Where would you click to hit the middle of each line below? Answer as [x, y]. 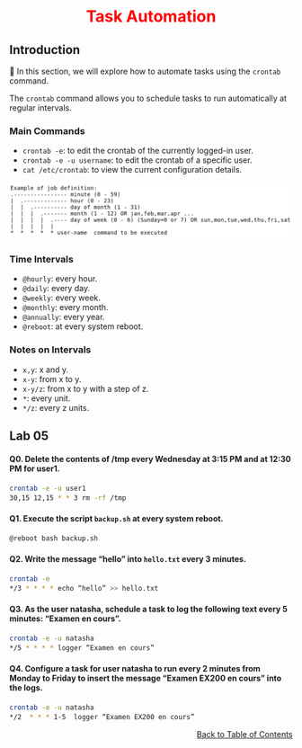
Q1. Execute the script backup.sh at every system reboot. [116, 518]
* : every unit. [46, 398]
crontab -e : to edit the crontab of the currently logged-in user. [138, 151]
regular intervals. [40, 108]
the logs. [26, 687]
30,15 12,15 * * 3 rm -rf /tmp [68, 498]
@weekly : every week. [62, 298]
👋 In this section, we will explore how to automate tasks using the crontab [145, 71]
